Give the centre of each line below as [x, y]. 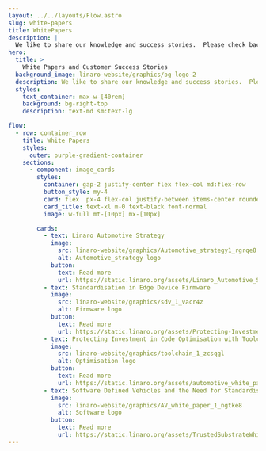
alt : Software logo [90, 413]
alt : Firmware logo [90, 310]
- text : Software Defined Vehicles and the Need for [132, 390]
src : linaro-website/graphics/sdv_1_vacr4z [131, 302]
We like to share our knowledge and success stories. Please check [131, 45]
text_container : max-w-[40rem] [74, 97]
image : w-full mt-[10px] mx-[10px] [102, 214]
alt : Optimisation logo [97, 361]
